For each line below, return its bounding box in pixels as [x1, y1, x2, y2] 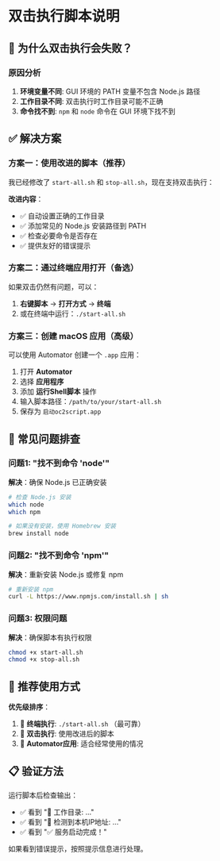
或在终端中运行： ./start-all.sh [19, 309, 126, 318]
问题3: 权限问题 [8, 613, 68, 624]
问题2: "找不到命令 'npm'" [8, 550, 110, 561]
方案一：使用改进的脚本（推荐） [8, 158, 131, 169]
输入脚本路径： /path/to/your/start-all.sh [19, 397, 161, 406]
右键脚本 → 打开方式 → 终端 [19, 298, 111, 308]
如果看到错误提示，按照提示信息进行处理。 [8, 844, 148, 853]
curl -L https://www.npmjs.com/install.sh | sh [8, 593, 169, 601]
